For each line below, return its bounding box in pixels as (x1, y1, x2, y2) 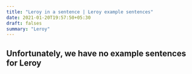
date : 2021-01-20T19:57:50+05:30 (6, 15, 91, 21)
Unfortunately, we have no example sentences (6, 48, 187, 58)
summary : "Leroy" (6, 25, 50, 32)
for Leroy (6, 58, 41, 68)
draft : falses (6, 20, 43, 26)
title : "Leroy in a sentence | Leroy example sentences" (6, 8, 154, 15)
